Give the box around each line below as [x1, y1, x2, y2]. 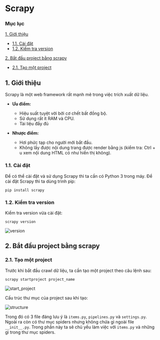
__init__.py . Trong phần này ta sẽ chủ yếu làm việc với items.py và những [5, 324, 155, 330]
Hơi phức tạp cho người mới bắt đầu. [19, 139, 93, 146]
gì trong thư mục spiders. [5, 329, 56, 335]
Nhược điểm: [12, 130, 39, 136]
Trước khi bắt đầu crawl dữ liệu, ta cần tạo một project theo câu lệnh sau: [5, 268, 152, 273]
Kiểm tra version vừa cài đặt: [5, 210, 63, 216]
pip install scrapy [5, 187, 45, 192]
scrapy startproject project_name [5, 277, 75, 282]
